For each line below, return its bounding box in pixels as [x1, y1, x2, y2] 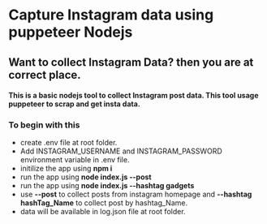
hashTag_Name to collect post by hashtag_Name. [19, 198, 188, 208]
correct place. [8, 67, 81, 82]
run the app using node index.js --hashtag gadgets [19, 181, 195, 191]
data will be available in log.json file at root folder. [19, 207, 186, 217]
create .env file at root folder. [19, 138, 118, 148]
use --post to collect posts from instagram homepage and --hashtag [19, 189, 252, 200]
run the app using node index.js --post [19, 172, 152, 182]
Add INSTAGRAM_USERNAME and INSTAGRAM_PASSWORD [19, 146, 223, 156]
